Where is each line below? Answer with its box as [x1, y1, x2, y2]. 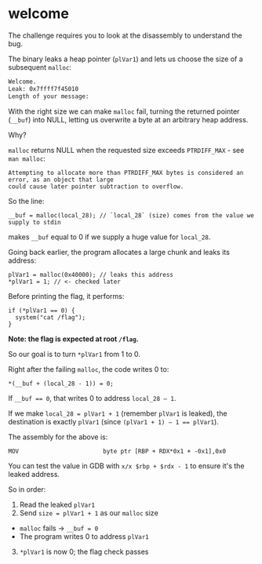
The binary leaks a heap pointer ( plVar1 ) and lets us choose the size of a [8, 54, 243, 64]
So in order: [8, 484, 46, 494]
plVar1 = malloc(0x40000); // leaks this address [8, 271, 174, 278]
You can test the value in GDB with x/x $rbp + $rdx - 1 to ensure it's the [8, 460, 245, 471]
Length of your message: [8, 92, 89, 100]
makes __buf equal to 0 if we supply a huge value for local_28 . [8, 232, 211, 242]
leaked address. [8, 469, 60, 478]
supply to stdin [8, 218, 61, 226]
